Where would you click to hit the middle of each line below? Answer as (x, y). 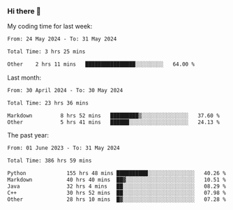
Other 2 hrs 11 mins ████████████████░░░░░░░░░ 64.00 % (101, 65)
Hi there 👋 (24, 11)
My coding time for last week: (50, 27)
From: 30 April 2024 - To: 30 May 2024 (65, 90)
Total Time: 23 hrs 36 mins (48, 103)
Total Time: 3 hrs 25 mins (46, 52)
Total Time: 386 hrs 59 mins (50, 161)
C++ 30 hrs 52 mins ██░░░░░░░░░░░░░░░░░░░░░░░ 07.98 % (117, 193)
